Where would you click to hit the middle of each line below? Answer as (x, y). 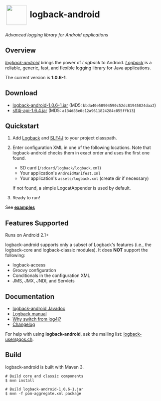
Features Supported (37, 223)
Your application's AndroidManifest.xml (60, 173)
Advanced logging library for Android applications (57, 35)
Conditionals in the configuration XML (51, 275)
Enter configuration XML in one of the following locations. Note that (81, 147)
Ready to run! (26, 198)
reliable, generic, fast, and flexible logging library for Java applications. (78, 68)
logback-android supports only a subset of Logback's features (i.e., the (79, 245)
